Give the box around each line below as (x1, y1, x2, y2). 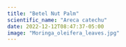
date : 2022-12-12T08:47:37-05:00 (7, 23, 104, 30)
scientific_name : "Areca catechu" (7, 17, 108, 23)
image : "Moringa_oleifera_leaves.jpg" (7, 29, 120, 37)
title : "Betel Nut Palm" (7, 10, 79, 17)
